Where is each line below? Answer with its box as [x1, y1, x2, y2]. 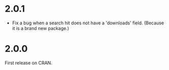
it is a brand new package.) [12, 25, 70, 31]
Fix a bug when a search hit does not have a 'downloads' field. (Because [12, 20, 164, 26]
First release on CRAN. [5, 59, 53, 66]
